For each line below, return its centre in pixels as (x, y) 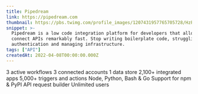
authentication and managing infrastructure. (68, 45)
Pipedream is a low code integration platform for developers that (96, 33)
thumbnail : (19, 22)
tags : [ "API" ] (24, 50)
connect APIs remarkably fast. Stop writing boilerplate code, (90, 39)
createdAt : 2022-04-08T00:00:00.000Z (52, 55)
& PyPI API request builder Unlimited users (58, 84)
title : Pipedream (27, 11)
